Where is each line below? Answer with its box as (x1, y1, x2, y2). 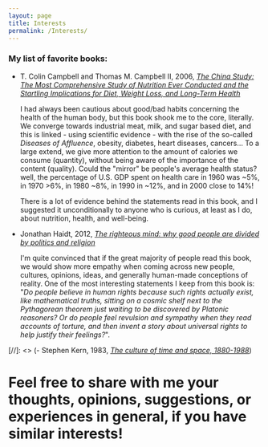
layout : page (8, 11, 52, 20)
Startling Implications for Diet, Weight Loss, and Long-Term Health (19, 88, 241, 98)
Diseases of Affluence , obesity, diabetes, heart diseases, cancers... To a (19, 138, 259, 148)
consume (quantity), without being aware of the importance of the (19, 155, 239, 165)
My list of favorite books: (8, 53, 108, 64)
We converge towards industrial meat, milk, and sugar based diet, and (19, 121, 251, 131)
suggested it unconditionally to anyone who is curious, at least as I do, (19, 205, 253, 214)
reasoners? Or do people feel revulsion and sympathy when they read (19, 312, 252, 322)
